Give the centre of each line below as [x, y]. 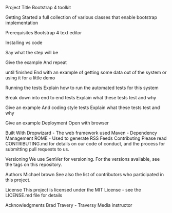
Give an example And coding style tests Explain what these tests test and [83, 108]
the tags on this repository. [34, 164]
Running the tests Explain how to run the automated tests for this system [82, 88]
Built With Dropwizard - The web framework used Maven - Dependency [81, 133]
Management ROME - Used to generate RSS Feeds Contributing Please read [86, 138]
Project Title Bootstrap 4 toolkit [38, 7]
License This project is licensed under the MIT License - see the [73, 190]
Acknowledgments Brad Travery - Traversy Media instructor [69, 205]
